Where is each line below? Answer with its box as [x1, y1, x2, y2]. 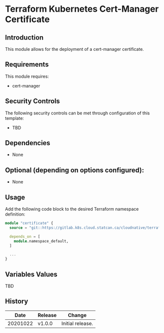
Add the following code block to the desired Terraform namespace [5, 206, 139, 212]
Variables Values [5, 270, 58, 278]
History [5, 297, 28, 306]
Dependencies [5, 139, 50, 147]
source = [9, 225, 27, 230]
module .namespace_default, [14, 239, 69, 244]
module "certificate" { [5, 221, 54, 226]
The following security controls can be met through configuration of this [5, 110, 150, 116]
